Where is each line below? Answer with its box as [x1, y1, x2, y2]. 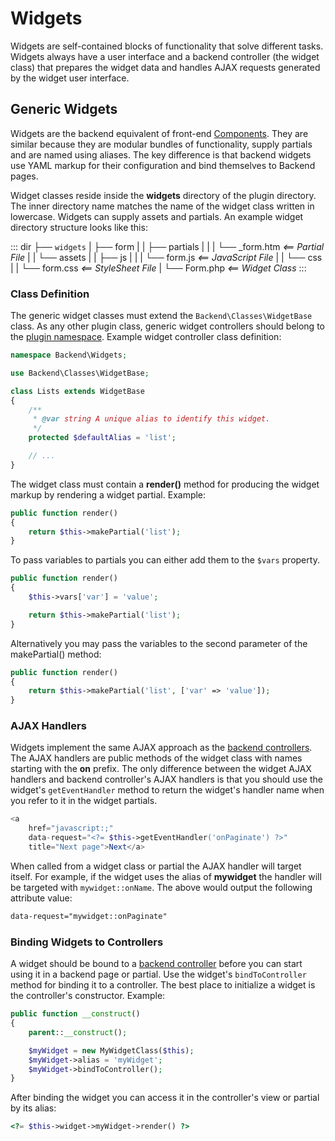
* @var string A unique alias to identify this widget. [32, 414, 271, 424]
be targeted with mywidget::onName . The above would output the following [10, 881, 313, 893]
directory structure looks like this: [10, 221, 148, 233]
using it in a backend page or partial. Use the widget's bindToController [10, 968, 307, 981]
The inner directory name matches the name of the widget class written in [10, 200, 315, 212]
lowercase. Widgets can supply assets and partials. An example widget [10, 210, 304, 222]
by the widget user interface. [10, 72, 130, 84]
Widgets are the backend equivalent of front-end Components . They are [10, 127, 309, 139]
